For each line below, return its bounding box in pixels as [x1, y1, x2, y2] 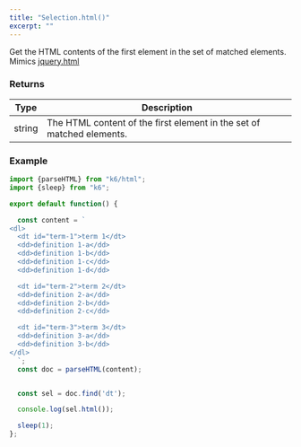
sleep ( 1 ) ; [17, 421, 54, 431]
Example [9, 154, 48, 167]
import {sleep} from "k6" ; [9, 183, 110, 192]
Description [142, 101, 193, 113]
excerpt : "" [9, 22, 54, 31]
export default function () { [9, 199, 118, 208]
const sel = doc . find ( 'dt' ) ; [17, 389, 126, 398]
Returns [9, 78, 45, 91]
